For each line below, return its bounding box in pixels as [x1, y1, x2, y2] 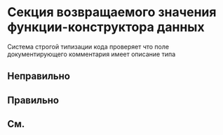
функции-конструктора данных [7, 19, 205, 35]
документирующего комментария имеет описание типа [7, 50, 176, 58]
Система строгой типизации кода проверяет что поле [7, 42, 170, 51]
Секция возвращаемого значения [7, 4, 217, 20]
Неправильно [7, 70, 70, 82]
